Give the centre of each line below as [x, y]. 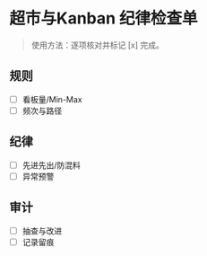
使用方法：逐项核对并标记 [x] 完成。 [97, 45]
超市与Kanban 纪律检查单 [104, 18]
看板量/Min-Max [52, 99]
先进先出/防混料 [51, 165]
